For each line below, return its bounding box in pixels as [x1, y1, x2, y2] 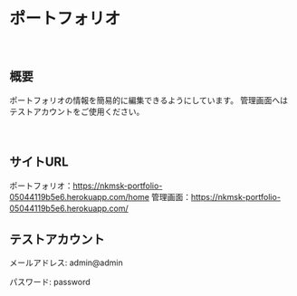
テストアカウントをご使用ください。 [9, 106, 145, 117]
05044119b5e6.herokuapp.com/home [9, 191, 149, 202]
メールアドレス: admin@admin [9, 257, 124, 268]
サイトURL [9, 155, 70, 170]
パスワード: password [9, 277, 91, 288]
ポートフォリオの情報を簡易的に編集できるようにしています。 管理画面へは [9, 94, 288, 105]
